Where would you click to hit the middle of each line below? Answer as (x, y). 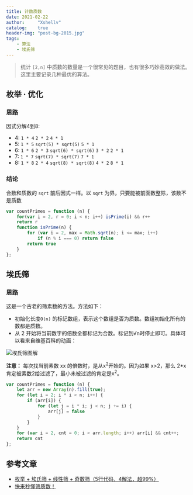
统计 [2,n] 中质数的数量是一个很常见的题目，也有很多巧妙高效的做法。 (105, 67)
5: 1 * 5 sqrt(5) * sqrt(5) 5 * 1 (54, 144)
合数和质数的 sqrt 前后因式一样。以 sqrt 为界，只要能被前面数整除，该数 (94, 193)
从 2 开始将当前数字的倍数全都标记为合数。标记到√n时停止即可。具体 (98, 333)
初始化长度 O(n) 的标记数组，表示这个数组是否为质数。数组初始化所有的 (100, 319)
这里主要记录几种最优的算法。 (56, 74)
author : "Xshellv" (34, 22)
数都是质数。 (30, 326)
